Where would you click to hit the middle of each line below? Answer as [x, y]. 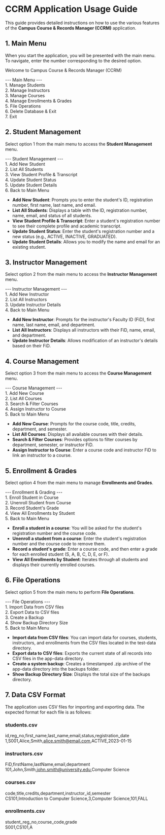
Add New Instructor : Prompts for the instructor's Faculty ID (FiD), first [83, 320]
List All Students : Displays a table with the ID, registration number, [80, 210]
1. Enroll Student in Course [32, 497]
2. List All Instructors [26, 300]
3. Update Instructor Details [33, 305]
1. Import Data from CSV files [34, 607]
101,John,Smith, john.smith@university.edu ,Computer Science [67, 770]
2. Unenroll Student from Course [38, 503]
